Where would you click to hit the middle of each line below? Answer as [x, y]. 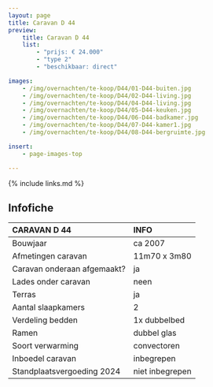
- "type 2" [54, 60]
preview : [22, 30]
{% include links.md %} [46, 183]
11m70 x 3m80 [162, 256]
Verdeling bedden [45, 320]
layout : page [29, 15]
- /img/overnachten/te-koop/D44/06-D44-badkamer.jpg [110, 118]
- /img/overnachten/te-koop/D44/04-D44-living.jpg [107, 103]
